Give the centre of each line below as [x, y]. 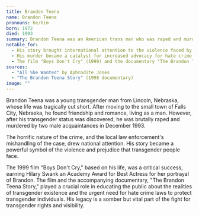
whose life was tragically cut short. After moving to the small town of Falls [96, 107]
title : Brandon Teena [33, 12]
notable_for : [22, 45]
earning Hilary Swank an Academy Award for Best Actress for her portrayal [98, 174]
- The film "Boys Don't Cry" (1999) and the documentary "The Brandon [100, 61]
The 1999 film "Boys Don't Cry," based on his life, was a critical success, [95, 167]
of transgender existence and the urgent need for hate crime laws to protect [99, 193]
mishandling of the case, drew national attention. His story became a [90, 143]
